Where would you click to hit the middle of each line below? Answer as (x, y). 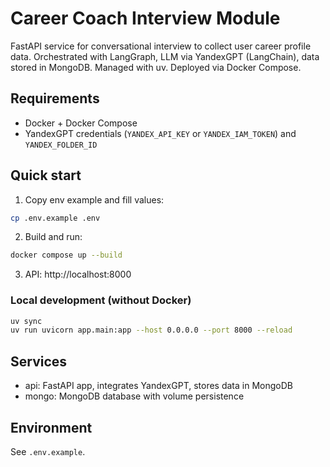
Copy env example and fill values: (94, 199)
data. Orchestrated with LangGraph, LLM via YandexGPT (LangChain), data (165, 56)
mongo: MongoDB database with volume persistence (134, 396)
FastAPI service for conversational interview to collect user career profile (161, 46)
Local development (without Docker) (101, 300)
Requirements (55, 98)
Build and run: (53, 237)
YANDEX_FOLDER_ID (61, 145)
